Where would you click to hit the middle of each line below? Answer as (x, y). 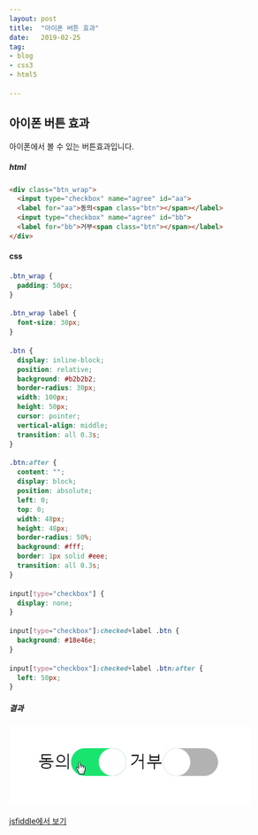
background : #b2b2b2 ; (57, 379)
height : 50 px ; (43, 407)
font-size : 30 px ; (49, 323)
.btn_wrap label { (43, 313)
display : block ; (47, 482)
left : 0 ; (33, 500)
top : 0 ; (31, 509)
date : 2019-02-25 (45, 37)
